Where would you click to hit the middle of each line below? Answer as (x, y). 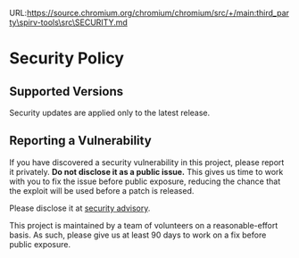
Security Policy (67, 58)
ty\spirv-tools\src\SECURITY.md (68, 22)
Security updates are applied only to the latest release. (110, 112)
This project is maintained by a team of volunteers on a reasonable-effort (144, 225)
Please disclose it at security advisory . (80, 208)
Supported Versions (66, 92)
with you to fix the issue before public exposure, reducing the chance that (145, 181)
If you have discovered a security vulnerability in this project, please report (147, 162)
